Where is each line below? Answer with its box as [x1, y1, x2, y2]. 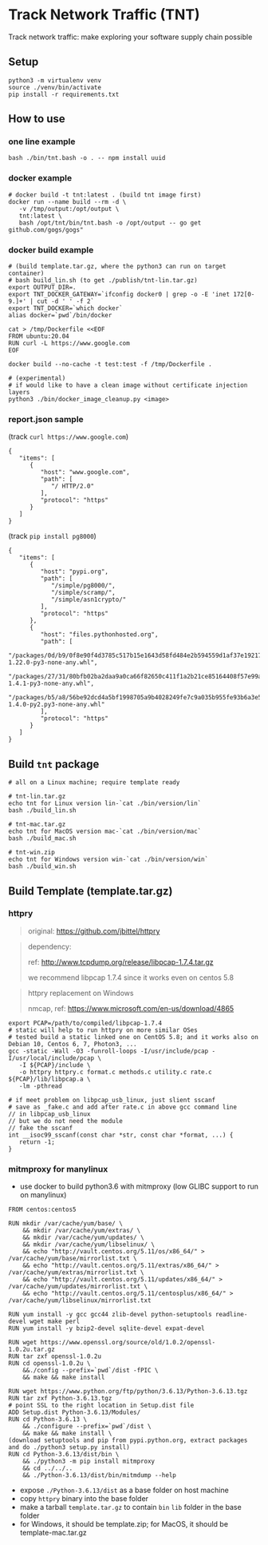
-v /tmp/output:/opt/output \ [18, 205, 120, 213]
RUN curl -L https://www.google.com [8, 340, 130, 348]
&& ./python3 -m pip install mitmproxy [22, 1457, 156, 1466]
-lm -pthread [18, 1081, 62, 1090]
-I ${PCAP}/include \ [18, 1061, 91, 1069]
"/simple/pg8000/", [50, 582, 116, 590]
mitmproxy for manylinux [8, 1163, 108, 1174]
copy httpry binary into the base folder [19, 1494, 149, 1503]
